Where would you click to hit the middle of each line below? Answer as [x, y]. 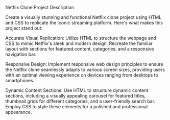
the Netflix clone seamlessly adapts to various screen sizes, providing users [85, 69]
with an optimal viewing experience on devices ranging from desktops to [82, 75]
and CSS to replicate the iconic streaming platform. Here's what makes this [84, 23]
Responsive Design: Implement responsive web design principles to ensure [84, 64]
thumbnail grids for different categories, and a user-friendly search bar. [80, 101]
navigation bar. [21, 54]
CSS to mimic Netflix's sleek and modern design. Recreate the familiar [79, 43]
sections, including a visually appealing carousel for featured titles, [76, 96]
